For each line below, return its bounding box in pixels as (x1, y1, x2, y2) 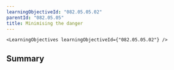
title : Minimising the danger (6, 20, 84, 26)
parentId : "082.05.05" (6, 15, 64, 21)
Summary (6, 53, 45, 64)
